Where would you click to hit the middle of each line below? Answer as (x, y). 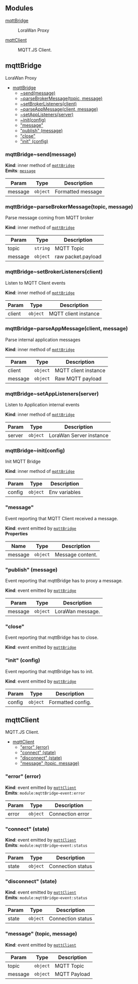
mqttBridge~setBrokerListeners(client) (54, 272)
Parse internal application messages (43, 340)
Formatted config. (70, 702)
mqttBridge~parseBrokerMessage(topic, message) (69, 206)
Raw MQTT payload (78, 378)
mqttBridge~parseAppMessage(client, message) (67, 329)
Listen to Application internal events (42, 405)
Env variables (65, 493)
